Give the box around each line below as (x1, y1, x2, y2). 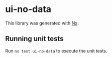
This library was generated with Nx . (5, 20, 79, 26)
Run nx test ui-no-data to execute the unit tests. (5, 47, 107, 53)
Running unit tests (5, 34, 64, 43)
